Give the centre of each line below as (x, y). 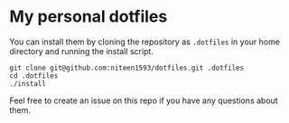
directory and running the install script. (81, 51)
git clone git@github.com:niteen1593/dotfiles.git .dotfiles (127, 68)
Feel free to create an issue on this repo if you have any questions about (144, 100)
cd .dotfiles (34, 76)
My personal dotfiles (89, 17)
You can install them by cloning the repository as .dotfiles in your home (144, 42)
